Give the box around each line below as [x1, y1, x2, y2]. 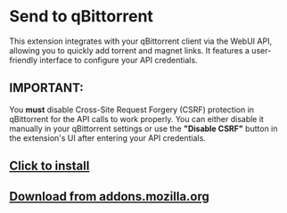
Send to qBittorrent [9, 6, 154, 27]
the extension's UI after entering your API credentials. [9, 132, 207, 143]
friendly [9, 54, 38, 65]
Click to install [9, 159, 90, 174]
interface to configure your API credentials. [39, 54, 198, 65]
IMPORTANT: [9, 80, 85, 95]
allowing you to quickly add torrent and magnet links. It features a [9, 45, 250, 55]
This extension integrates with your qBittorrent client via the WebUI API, [9, 36, 273, 46]
